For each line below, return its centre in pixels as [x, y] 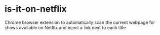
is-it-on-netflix [36, 9]
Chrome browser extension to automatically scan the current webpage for [80, 22]
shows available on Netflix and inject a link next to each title [65, 27]
